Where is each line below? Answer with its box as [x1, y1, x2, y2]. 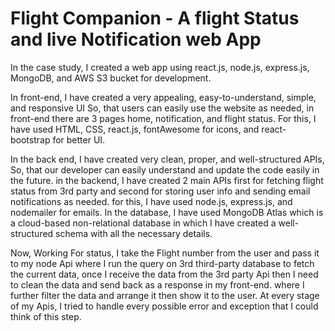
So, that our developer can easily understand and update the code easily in [10, 163, 320, 176]
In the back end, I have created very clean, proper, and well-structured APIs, [10, 153, 325, 165]
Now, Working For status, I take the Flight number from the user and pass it [10, 247, 320, 259]
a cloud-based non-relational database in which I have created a [10, 217, 277, 229]
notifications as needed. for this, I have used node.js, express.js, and [10, 195, 293, 207]
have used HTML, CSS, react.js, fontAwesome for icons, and [10, 123, 260, 135]
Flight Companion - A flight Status [10, 7, 300, 30]
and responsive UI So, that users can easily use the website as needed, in [10, 102, 315, 114]
